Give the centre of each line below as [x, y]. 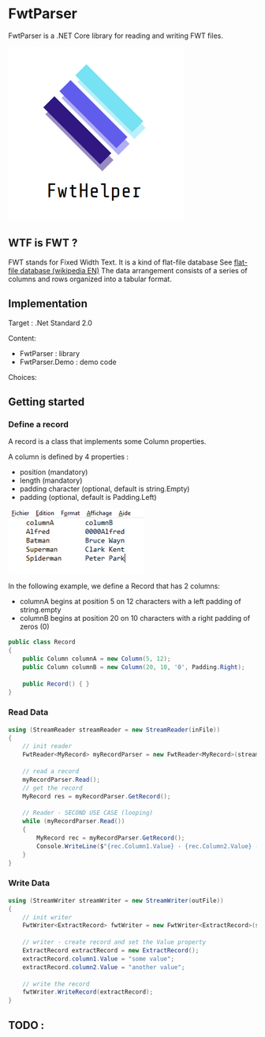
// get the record [52, 788]
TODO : [26, 1025]
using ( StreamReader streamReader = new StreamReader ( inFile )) [114, 730]
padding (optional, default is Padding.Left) [88, 498]
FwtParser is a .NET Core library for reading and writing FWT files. [116, 36]
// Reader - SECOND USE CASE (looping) [88, 813]
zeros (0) [34, 627]
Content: [22, 338]
